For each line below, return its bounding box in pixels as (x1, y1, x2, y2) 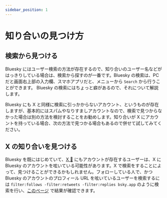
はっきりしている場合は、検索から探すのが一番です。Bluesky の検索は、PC (5, 72, 160, 78)
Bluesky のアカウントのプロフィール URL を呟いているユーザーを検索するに (5, 175, 161, 181)
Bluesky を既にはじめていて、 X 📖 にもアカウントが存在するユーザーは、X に (5, 157, 162, 163)
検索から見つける (5, 52, 58, 60)
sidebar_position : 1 (5, 7, 48, 12)
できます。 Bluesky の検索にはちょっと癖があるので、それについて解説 (13, 84, 159, 90)
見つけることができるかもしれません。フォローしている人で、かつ (17, 169, 153, 175)
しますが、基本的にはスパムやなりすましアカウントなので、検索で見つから (5, 108, 158, 114)
